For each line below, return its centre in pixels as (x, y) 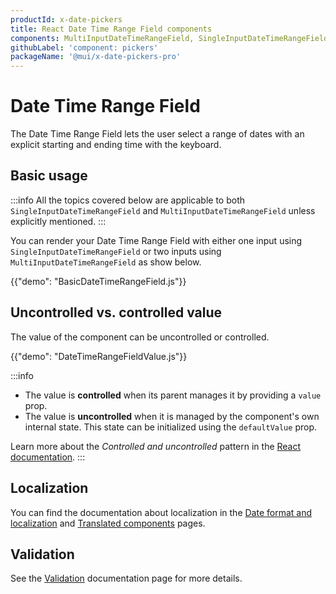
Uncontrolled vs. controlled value (116, 312)
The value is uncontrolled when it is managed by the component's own (172, 416)
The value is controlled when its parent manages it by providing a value (173, 395)
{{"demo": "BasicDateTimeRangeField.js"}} (98, 281)
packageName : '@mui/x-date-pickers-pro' (96, 57)
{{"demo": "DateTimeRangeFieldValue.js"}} (99, 356)
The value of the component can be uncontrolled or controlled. (140, 337)
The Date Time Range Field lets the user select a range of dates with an (157, 134)
